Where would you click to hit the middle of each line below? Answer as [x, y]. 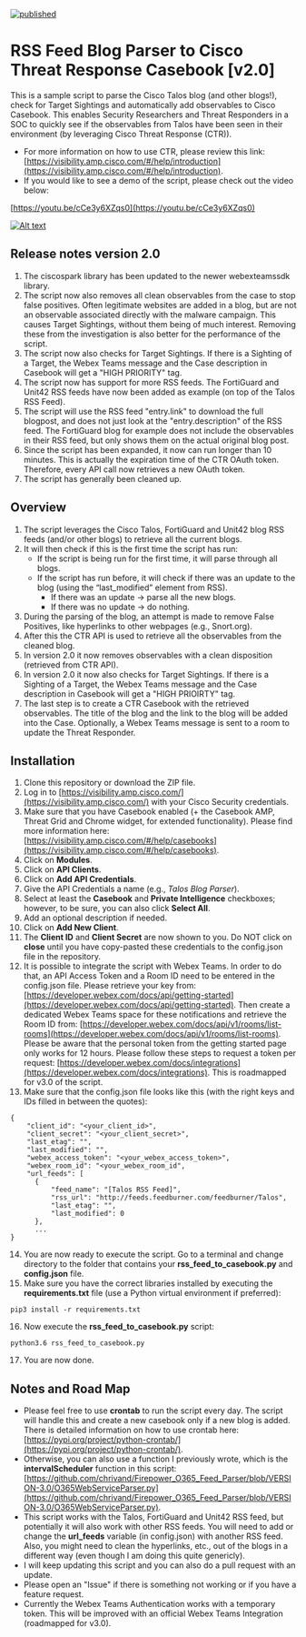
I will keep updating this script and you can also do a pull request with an [159, 1565]
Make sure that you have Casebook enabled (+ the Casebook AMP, [149, 812]
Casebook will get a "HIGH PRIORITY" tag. [103, 372]
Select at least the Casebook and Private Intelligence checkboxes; [149, 899]
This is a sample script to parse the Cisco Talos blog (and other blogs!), [144, 95]
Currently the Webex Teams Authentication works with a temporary [149, 1604]
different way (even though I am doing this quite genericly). [134, 1556]
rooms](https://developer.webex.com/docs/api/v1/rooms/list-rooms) [151, 1034]
